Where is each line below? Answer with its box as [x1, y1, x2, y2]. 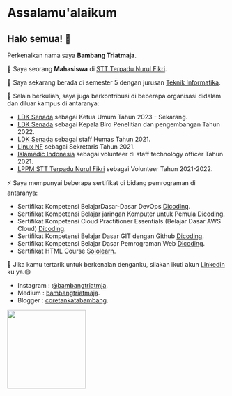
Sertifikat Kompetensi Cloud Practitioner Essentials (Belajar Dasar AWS [17, 217, 222, 225]
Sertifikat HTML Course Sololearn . [17, 247, 116, 255]
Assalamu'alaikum [7, 5, 117, 21]
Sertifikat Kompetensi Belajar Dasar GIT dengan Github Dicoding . [17, 232, 204, 240]
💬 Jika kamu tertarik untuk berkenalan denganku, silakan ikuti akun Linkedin [7, 261, 225, 268]
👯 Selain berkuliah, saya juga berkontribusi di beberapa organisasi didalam [7, 92, 222, 100]
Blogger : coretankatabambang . [17, 296, 109, 305]
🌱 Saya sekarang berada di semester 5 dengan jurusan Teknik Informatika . [7, 78, 221, 87]
